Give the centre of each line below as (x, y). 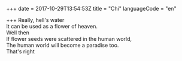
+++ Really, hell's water (35, 20)
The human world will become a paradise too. (63, 45)
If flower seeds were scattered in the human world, (69, 39)
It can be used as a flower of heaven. (52, 26)
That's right (20, 52)
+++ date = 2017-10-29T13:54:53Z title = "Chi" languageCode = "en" (91, 9)
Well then (18, 33)
